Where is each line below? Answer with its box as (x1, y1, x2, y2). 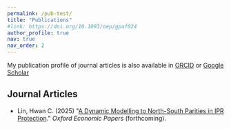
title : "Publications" (7, 17, 72, 23)
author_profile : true (7, 29, 70, 37)
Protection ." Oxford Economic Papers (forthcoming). (17, 114, 167, 122)
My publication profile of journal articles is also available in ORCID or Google (7, 61, 224, 69)
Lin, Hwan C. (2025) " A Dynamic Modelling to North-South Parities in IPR (17, 106, 224, 115)
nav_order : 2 (7, 42, 45, 49)
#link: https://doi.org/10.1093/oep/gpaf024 (7, 23, 137, 30)
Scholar (7, 68, 30, 77)
